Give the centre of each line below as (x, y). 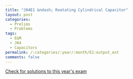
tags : (11, 33)
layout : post (19, 15)
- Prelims (20, 24)
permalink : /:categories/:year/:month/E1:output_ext (62, 52)
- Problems (21, 29)
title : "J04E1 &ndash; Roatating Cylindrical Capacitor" (67, 10)
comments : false (22, 57)
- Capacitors (24, 48)
